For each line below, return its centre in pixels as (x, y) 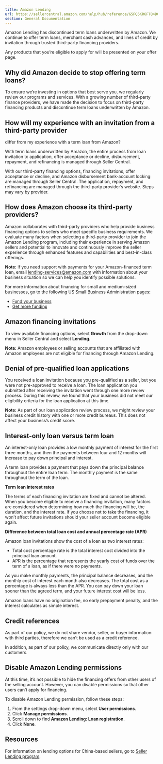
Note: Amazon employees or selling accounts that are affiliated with (73, 348)
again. (11, 522)
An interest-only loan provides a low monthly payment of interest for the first (81, 447)
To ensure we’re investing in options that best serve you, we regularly (74, 92)
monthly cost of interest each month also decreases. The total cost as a (77, 581)
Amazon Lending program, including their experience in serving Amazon (77, 242)
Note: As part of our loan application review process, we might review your (80, 410)
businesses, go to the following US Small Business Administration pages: (78, 292)
